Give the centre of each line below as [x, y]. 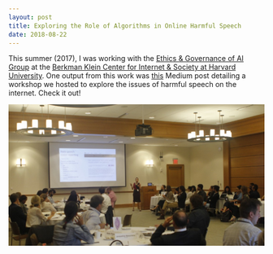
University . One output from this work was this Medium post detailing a [127, 76]
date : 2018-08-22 [38, 34]
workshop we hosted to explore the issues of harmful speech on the [123, 85]
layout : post [30, 17]
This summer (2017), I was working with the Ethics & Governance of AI [126, 59]
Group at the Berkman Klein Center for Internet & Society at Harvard [122, 67]
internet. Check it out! [45, 93]
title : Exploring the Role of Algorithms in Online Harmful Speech [125, 26]
